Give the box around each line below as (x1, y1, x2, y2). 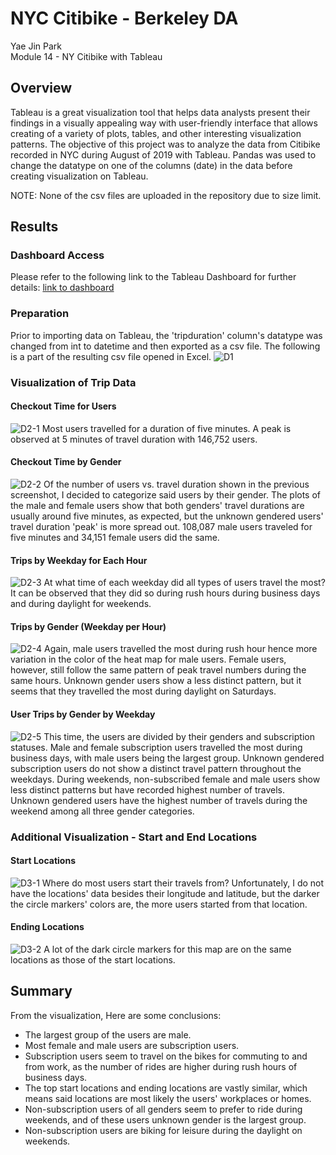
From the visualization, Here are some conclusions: (10, 1009, 222, 1021)
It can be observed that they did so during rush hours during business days (10, 587, 321, 599)
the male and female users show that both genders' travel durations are (10, 500, 305, 512)
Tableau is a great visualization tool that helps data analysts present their (10, 106, 311, 118)
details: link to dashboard (10, 282, 115, 294)
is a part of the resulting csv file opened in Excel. (10, 350, 212, 362)
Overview (10, 80, 73, 97)
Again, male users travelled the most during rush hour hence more (44, 643, 318, 655)
